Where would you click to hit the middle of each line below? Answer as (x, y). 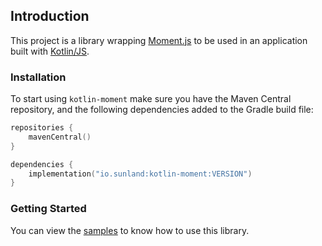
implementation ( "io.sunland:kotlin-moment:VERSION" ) (140, 174)
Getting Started (48, 209)
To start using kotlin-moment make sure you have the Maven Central (151, 99)
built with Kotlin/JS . (50, 51)
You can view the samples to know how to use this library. (130, 230)
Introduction (50, 16)
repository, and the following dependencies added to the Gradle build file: (162, 110)
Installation (38, 77)
